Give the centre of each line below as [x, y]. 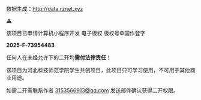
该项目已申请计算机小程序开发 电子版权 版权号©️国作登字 [76, 33]
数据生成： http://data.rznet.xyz [45, 9]
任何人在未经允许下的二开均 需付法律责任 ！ [59, 57]
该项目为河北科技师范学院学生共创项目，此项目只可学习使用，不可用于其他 [98, 70]
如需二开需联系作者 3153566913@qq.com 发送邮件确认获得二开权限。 [92, 90]
